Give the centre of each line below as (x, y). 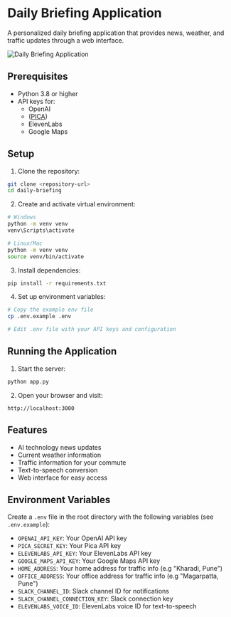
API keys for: (36, 101)
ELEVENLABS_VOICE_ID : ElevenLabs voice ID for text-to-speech (107, 606)
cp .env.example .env (39, 317)
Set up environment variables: (61, 297)
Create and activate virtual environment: (76, 204)
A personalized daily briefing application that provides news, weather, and (116, 33)
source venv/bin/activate (45, 257)
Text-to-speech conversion (58, 470)
